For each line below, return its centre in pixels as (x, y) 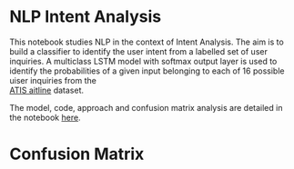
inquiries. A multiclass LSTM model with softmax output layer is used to (143, 61)
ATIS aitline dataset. (47, 90)
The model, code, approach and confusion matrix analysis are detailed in (146, 107)
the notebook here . (45, 117)
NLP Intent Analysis (86, 17)
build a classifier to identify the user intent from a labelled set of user (139, 51)
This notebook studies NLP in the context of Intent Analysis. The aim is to (147, 42)
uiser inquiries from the (53, 80)
